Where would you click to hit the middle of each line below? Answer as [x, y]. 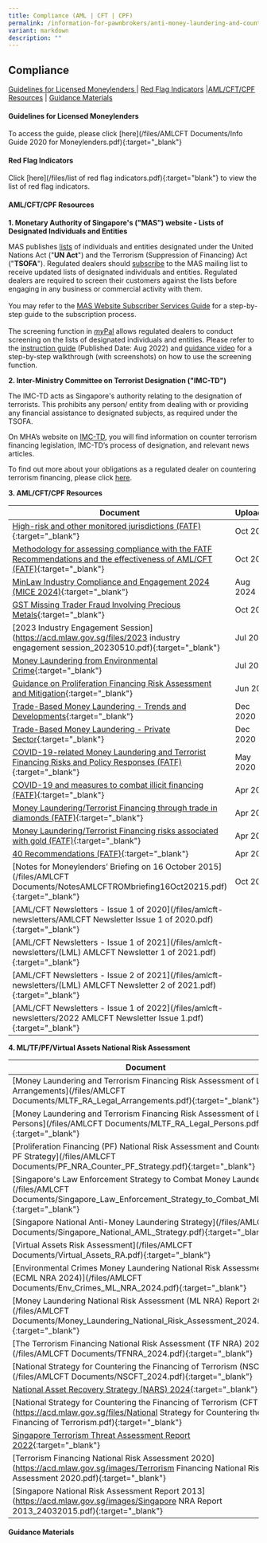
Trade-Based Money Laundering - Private [91, 729]
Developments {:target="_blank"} [73, 716]
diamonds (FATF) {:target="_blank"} [78, 817]
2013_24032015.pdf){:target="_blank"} [88, 1510]
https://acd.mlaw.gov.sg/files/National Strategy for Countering [132, 1412]
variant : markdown [39, 30]
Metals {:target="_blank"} [58, 614]
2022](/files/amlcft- [184, 1008]
